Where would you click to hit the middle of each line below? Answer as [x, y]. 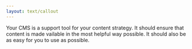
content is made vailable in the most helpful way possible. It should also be [96, 34]
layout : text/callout [32, 11]
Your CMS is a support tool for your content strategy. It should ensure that [95, 28]
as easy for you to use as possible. [48, 40]
